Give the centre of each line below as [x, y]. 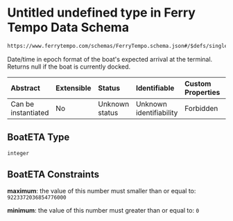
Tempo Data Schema [68, 27]
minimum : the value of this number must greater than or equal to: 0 [103, 211]
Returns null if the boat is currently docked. [69, 67]
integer [18, 153]
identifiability [157, 112]
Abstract [25, 88]
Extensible [73, 88]
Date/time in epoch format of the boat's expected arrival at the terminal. [110, 59]
